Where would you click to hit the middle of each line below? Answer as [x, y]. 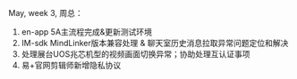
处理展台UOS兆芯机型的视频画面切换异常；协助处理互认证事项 [136, 54]
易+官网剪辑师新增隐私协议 [71, 65]
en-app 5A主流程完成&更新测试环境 [87, 32]
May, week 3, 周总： [46, 13]
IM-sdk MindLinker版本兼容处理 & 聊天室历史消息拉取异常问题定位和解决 [155, 43]
